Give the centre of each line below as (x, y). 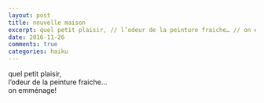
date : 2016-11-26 (37, 37)
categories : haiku (38, 51)
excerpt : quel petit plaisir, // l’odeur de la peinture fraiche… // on (130, 30)
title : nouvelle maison (47, 23)
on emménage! (33, 90)
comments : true (33, 44)
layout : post (29, 15)
